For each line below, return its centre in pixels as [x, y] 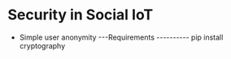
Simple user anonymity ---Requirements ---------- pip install [121, 37]
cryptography [42, 45]
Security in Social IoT [81, 15]
